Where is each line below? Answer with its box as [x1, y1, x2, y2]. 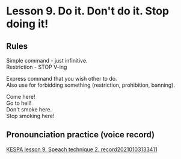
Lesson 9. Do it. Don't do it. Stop [6, 4, 170, 18]
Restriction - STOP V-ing [6, 63, 67, 70]
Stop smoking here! [6, 113, 55, 119]
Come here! [6, 93, 35, 100]
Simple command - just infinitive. [6, 57, 88, 64]
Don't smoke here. [6, 106, 52, 113]
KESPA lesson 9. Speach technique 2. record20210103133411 [6, 146, 158, 153]
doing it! [6, 17, 49, 31]
